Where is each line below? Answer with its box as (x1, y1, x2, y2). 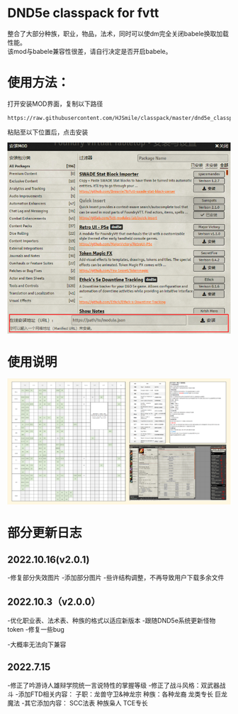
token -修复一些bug (7, 625, 65, 633)
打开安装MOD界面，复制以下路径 (7, 99, 103, 108)
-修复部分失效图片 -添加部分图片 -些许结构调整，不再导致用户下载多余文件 (7, 573, 225, 582)
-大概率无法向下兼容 (7, 640, 67, 649)
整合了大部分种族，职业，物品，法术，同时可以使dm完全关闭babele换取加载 (7, 29, 229, 38)
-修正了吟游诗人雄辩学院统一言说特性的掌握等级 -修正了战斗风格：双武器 (7, 681, 220, 689)
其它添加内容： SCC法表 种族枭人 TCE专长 (24, 698, 148, 707)
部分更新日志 (7, 525, 83, 541)
